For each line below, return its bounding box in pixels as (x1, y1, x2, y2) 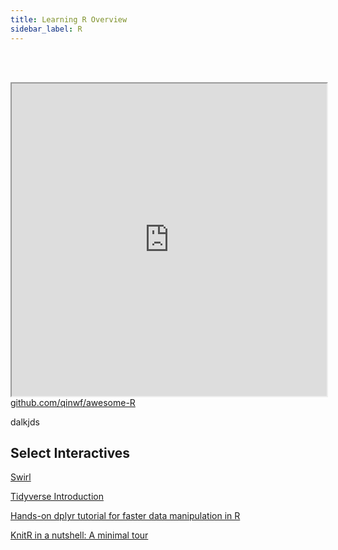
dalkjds (10, 416, 40, 428)
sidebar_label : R (10, 24, 83, 34)
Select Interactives (10, 444, 131, 461)
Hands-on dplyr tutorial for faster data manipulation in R (10, 510, 241, 522)
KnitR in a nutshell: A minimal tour (10, 529, 149, 541)
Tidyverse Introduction (10, 491, 104, 503)
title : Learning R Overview (10, 14, 128, 25)
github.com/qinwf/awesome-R (10, 396, 136, 408)
